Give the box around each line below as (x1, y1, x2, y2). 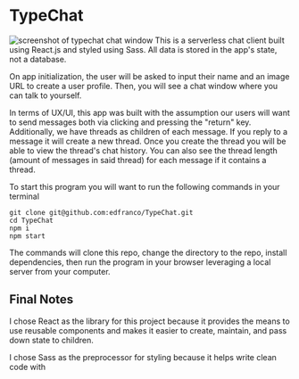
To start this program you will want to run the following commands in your (9, 181, 280, 192)
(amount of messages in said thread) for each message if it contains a (9, 154, 267, 165)
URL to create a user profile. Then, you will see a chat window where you (9, 80, 278, 91)
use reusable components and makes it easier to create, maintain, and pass (9, 325, 287, 335)
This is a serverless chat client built (154, 35, 286, 45)
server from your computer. (9, 266, 111, 276)
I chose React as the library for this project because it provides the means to (9, 316, 290, 326)
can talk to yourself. (9, 90, 82, 101)
